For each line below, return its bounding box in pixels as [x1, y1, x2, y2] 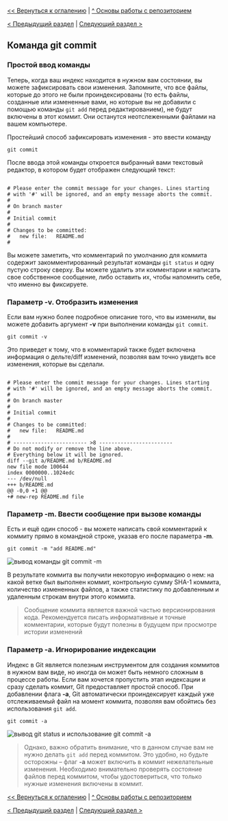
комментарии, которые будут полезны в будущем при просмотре [23, 621, 217, 629]
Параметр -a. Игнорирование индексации [7, 645, 156, 655]
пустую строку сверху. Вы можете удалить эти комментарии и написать [7, 265, 221, 274]
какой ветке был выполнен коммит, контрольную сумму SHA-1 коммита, [7, 578, 221, 586]
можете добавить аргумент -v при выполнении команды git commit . [7, 320, 209, 328]
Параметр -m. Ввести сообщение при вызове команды [7, 509, 202, 518]
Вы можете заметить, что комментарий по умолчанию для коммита [7, 251, 207, 259]
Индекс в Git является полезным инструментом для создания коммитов [7, 660, 220, 669]
